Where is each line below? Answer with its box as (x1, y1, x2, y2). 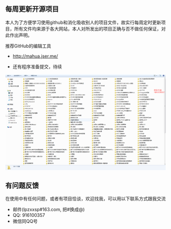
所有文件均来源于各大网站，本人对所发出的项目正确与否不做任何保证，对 (14, 25, 166, 32)
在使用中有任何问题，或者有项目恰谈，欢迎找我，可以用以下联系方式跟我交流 (5, 195, 166, 202)
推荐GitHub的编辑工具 (5, 43, 51, 49)
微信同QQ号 (12, 218, 38, 224)
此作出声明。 (5, 32, 32, 38)
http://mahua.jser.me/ (12, 53, 59, 59)
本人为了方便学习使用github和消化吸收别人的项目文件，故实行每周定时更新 (5, 19, 161, 25)
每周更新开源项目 (5, 5, 59, 14)
